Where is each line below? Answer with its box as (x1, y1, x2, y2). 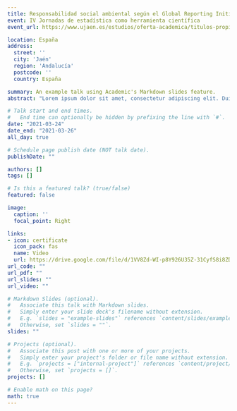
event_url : (7, 23, 39, 30)
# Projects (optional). (7, 341, 78, 348)
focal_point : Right (13, 217, 71, 224)
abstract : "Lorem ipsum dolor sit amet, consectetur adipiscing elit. (7, 94, 219, 102)
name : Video (13, 250, 49, 257)
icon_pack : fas (13, 243, 59, 250)
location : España (7, 36, 59, 43)
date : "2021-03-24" (7, 121, 65, 128)
